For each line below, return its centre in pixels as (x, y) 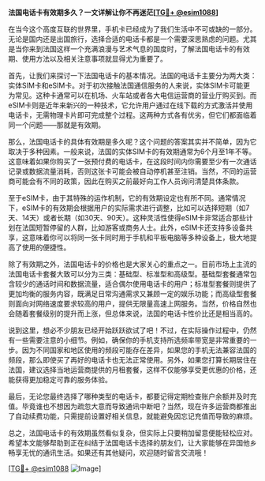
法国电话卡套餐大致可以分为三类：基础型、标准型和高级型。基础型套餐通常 (129, 274)
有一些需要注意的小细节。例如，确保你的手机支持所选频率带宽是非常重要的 (129, 340)
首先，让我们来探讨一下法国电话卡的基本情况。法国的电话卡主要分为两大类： (132, 75)
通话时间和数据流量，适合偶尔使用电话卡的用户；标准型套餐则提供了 (146, 284)
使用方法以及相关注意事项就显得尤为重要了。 (94, 59)
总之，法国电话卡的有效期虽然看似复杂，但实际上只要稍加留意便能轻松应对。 (132, 433)
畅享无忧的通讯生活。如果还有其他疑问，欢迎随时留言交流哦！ (108, 453)
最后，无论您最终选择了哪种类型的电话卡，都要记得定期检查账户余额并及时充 (132, 396)
